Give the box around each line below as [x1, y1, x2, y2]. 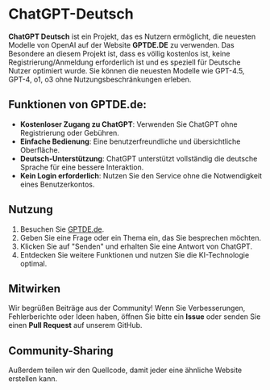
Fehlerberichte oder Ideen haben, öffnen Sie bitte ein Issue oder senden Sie [8, 312, 261, 321]
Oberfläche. [19, 145, 60, 154]
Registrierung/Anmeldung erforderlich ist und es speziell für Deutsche [8, 57, 241, 67]
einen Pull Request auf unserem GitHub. [8, 321, 143, 330]
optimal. [19, 258, 48, 268]
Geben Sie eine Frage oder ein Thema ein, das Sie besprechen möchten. [19, 233, 262, 242]
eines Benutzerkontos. [19, 179, 95, 189]
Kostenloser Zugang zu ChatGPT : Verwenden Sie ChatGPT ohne [19, 119, 238, 129]
